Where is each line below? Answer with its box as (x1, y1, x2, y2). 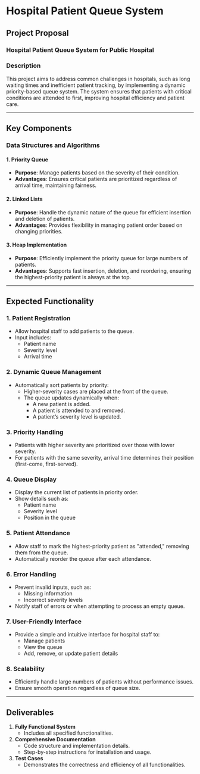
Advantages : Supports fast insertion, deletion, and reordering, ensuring (14, 267, 192, 274)
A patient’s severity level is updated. (32, 413, 121, 420)
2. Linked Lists (6, 195, 43, 202)
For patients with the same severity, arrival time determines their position (14, 454, 194, 461)
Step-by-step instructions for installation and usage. (23, 748, 152, 756)
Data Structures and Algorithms (6, 141, 100, 149)
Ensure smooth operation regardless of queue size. (14, 685, 141, 692)
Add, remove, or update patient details (23, 650, 118, 657)
